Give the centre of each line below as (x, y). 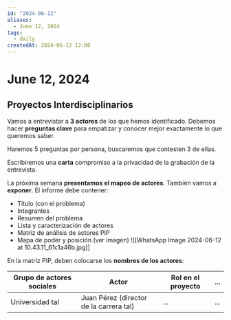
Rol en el (185, 277)
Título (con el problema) (51, 204)
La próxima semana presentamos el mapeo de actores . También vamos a (112, 183)
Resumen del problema (50, 218)
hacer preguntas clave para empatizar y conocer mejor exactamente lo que (115, 128)
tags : (15, 33)
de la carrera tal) (108, 306)
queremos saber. (31, 136)
